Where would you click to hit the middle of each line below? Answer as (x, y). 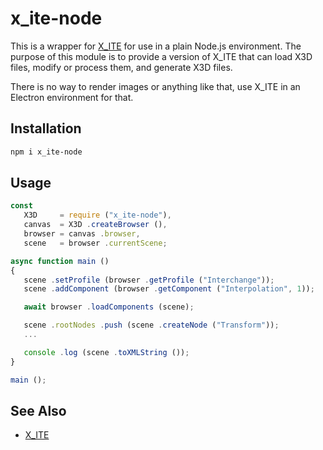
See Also (38, 410)
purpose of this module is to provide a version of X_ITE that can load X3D (161, 56)
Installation (46, 128)
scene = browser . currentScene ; (95, 243)
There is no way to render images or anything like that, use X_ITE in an (155, 86)
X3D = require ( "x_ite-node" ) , (97, 215)
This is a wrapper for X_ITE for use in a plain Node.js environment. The (156, 46)
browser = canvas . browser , (82, 234)
